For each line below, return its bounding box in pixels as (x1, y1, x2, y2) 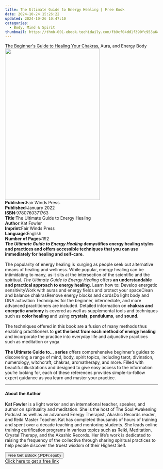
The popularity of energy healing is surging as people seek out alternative (5, 261, 154, 267)
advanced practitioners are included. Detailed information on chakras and (5, 303, 153, 308)
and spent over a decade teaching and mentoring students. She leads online (5, 422, 158, 428)
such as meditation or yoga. (5, 339, 61, 344)
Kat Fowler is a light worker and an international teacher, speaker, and (5, 401, 146, 407)
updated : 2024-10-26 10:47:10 (5, 16, 66, 21)
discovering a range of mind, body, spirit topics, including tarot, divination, (5, 355, 154, 360)
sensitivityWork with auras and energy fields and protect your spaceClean (5, 287, 153, 293)
